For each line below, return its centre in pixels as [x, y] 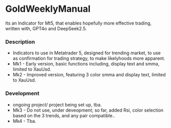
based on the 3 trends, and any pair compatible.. [64, 115]
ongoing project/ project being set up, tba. [57, 104]
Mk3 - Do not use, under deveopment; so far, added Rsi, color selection [88, 110]
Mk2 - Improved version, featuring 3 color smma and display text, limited [89, 75]
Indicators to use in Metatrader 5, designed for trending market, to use [87, 53]
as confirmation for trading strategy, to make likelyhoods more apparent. [89, 58]
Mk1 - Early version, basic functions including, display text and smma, [86, 64]
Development [22, 94]
